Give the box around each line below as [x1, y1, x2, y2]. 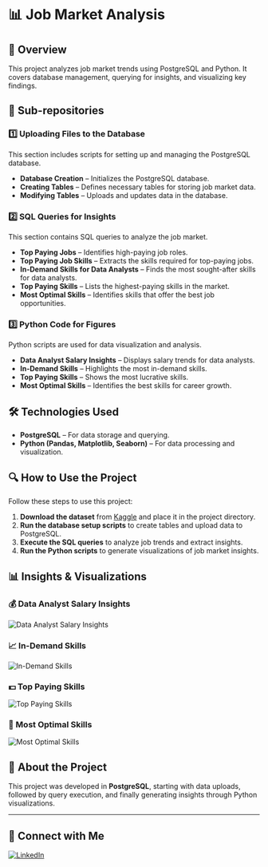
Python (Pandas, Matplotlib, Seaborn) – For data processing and [19, 439, 235, 449]
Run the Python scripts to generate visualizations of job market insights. [19, 545, 259, 555]
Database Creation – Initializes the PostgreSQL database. [19, 173, 210, 183]
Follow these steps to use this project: [8, 496, 133, 506]
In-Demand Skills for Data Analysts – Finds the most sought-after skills [19, 264, 257, 274]
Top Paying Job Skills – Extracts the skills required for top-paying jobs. [19, 255, 254, 265]
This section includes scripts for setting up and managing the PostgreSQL [8, 149, 251, 159]
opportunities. [19, 298, 66, 307]
